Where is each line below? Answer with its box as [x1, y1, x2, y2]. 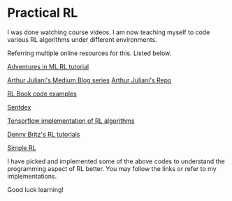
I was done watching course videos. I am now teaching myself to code [7, 28, 210, 36]
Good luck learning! [7, 185, 64, 193]
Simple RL [7, 143, 36, 151]
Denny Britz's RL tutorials [7, 130, 80, 138]
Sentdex [7, 103, 31, 111]
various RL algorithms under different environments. [7, 35, 157, 43]
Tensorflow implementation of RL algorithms [7, 117, 135, 125]
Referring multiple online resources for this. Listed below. [7, 49, 172, 57]
